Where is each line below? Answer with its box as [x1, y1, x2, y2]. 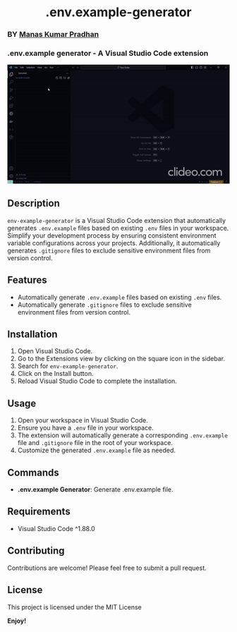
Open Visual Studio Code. [17, 347, 93, 355]
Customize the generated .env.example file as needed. [17, 446, 176, 455]
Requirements [7, 506, 71, 518]
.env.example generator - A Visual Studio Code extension [7, 49, 209, 59]
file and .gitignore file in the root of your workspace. [17, 439, 173, 447]
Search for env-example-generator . [17, 362, 119, 370]
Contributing [7, 545, 65, 557]
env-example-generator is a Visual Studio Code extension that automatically [7, 216, 226, 224]
